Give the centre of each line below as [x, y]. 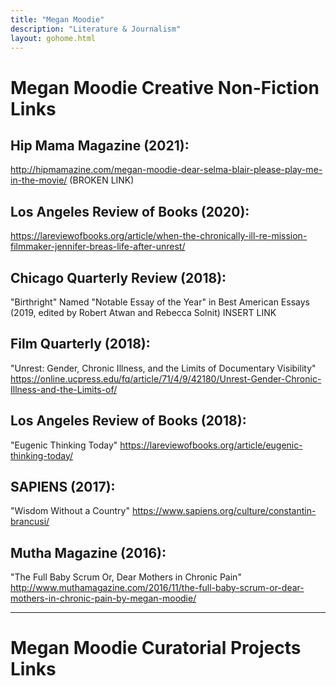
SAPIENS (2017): [63, 487]
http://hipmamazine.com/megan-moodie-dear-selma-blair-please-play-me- [166, 170]
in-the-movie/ [39, 180]
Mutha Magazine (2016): [88, 552]
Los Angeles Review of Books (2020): [130, 211]
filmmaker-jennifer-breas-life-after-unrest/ [98, 247]
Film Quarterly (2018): [80, 344]
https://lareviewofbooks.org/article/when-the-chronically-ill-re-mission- [159, 236]
